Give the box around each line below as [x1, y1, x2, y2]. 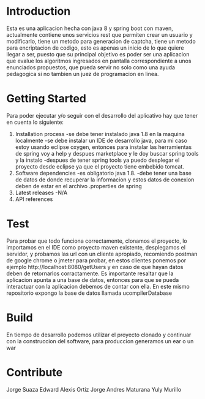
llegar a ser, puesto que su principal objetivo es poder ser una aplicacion [6, 50, 190, 58]
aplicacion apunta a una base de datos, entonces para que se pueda [6, 276, 179, 283]
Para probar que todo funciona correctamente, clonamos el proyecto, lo [6, 237, 188, 245]
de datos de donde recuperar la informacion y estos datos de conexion [15, 176, 195, 183]
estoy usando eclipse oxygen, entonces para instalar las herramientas [15, 143, 192, 151]
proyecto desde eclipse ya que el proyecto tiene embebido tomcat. [15, 162, 185, 170]
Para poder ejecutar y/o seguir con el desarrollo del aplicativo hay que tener [6, 112, 198, 119]
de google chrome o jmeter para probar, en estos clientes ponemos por [6, 256, 187, 264]
